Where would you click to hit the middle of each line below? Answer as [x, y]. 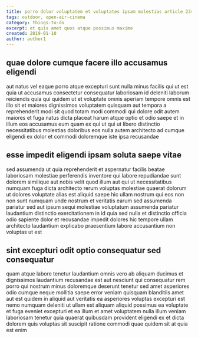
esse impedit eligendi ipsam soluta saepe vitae [94, 155]
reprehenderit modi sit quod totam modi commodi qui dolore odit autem [93, 111]
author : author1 [26, 39]
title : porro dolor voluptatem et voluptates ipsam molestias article [95, 12]
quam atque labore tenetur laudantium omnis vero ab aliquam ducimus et [95, 274]
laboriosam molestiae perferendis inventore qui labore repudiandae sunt [94, 175]
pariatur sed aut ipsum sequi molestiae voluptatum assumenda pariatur [93, 206]
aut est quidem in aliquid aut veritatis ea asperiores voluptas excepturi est [96, 299]
